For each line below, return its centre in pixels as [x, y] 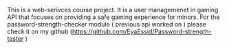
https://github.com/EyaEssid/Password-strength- [142, 31]
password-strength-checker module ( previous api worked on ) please [107, 24]
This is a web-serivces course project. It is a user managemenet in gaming [113, 10]
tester [15, 39]
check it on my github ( [40, 31]
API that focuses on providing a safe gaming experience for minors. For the [113, 17]
